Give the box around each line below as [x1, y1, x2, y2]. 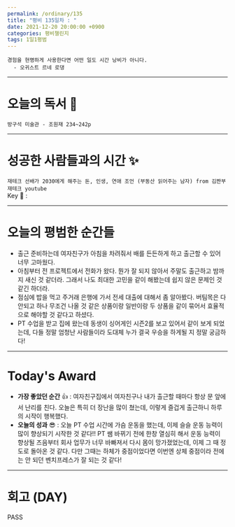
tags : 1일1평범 [7, 36, 48, 43]
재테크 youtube [7, 185, 48, 192]
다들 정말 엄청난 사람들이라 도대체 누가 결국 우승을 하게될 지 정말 [32, 328, 208, 336]
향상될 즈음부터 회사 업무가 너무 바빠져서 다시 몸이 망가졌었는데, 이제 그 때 [17, 438, 219, 447]
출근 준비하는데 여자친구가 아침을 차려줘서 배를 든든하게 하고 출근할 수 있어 [17, 249, 222, 258]
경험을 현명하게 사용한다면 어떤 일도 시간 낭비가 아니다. [7, 57, 148, 64]
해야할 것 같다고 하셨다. [30, 310, 94, 318]
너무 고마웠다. [17, 258, 56, 266]
